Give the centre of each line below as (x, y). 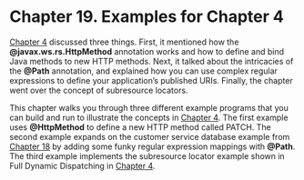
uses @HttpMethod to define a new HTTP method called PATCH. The (140, 127)
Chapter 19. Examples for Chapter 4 (147, 17)
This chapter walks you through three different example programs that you (149, 107)
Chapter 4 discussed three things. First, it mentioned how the (124, 42)
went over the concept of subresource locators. (99, 90)
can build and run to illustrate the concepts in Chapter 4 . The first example (149, 117)
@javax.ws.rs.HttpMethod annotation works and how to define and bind (147, 51)
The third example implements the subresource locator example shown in (147, 155)
